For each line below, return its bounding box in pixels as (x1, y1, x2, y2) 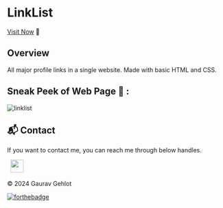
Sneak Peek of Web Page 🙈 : (7, 86, 130, 97)
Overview (7, 47, 50, 59)
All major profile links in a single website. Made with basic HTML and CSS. (7, 65, 218, 73)
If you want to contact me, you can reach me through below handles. (7, 146, 202, 154)
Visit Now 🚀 (7, 27, 40, 36)
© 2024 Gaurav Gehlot (7, 180, 72, 188)
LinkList (7, 5, 54, 21)
